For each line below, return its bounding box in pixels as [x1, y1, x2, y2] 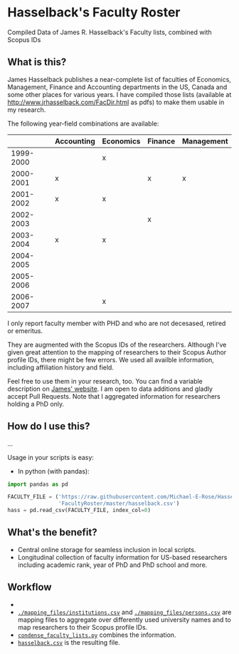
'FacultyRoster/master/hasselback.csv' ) [58, 500, 180, 507]
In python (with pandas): [17, 466, 90, 475]
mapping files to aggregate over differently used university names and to [17, 615, 231, 624]
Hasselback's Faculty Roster [7, 4, 181, 21]
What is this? [7, 56, 67, 68]
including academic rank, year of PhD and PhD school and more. [17, 561, 208, 569]
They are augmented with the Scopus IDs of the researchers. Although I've [7, 340, 227, 349]
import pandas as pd [7, 481, 69, 488]
